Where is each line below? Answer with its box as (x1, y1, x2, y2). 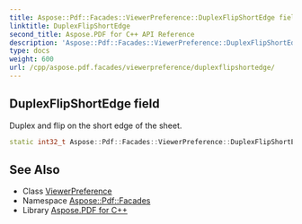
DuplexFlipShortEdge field (9, 96, 160, 112)
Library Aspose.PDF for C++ (22, 205, 129, 216)
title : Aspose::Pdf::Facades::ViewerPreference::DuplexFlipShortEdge (9, 13, 276, 22)
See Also (9, 162, 60, 177)
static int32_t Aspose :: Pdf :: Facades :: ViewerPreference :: (9, 137, 231, 146)
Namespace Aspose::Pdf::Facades (22, 195, 151, 206)
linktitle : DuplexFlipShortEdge (9, 22, 130, 30)
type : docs (9, 47, 50, 56)
